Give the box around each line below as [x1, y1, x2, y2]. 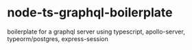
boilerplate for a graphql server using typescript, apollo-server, [7, 27, 185, 36]
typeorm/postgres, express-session [7, 34, 108, 42]
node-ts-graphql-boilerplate [7, 5, 173, 21]
